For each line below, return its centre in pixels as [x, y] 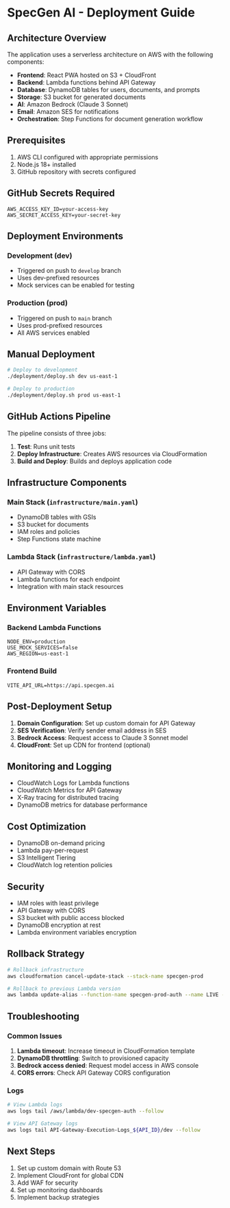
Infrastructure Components [67, 483]
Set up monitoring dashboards [60, 1189]
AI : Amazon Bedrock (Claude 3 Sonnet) [73, 104]
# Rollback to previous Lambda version [64, 988]
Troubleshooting [43, 1016]
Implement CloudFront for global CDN [70, 1175]
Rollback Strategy [46, 954]
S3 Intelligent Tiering [46, 858]
